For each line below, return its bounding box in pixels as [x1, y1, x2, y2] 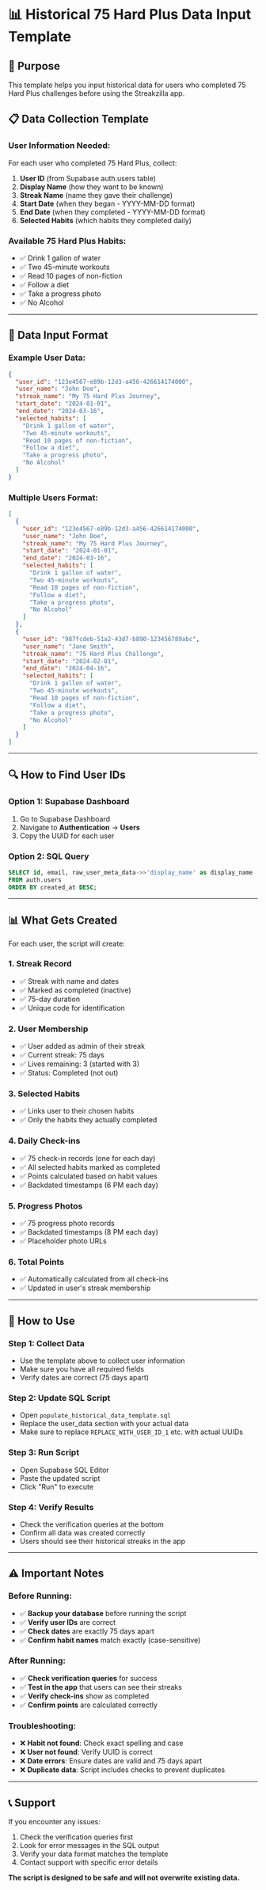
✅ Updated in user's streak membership [19, 1283, 151, 1293]
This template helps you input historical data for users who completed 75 [8, 80, 246, 89]
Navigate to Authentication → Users [19, 822, 140, 832]
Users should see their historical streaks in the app [19, 1536, 186, 1546]
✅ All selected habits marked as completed [19, 1162, 161, 1171]
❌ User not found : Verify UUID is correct [19, 1748, 153, 1757]
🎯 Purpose [8, 59, 61, 73]
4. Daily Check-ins [8, 1136, 81, 1147]
